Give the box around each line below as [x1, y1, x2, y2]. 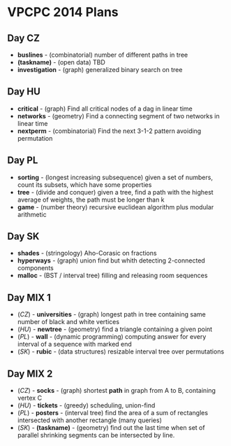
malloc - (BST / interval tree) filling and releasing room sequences [17, 271, 208, 280]
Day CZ [7, 32, 40, 44]
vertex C [17, 393, 43, 403]
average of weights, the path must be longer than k [17, 195, 165, 204]
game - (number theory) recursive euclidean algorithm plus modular [17, 202, 214, 211]
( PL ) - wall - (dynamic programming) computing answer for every [17, 333, 207, 341]
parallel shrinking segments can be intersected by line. [17, 431, 175, 440]
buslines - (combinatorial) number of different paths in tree [17, 50, 188, 59]
